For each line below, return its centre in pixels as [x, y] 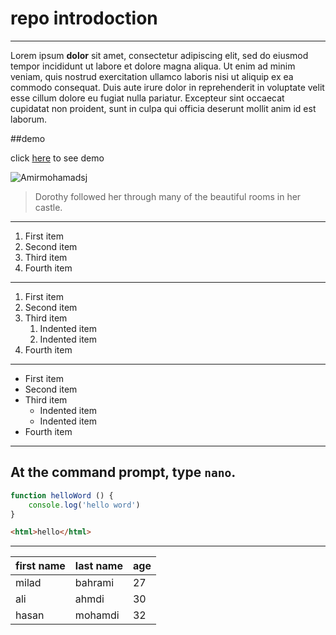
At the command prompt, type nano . [123, 472]
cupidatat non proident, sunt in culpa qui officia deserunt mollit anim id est [163, 108]
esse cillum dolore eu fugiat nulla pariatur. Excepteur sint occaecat [147, 98]
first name [40, 566]
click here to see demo [57, 158]
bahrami [94, 583]
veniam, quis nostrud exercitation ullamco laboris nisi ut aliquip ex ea [152, 76]
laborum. [29, 119]
